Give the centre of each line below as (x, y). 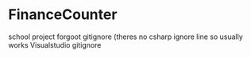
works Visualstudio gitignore (55, 44)
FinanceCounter (63, 15)
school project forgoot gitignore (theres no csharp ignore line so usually (126, 37)
